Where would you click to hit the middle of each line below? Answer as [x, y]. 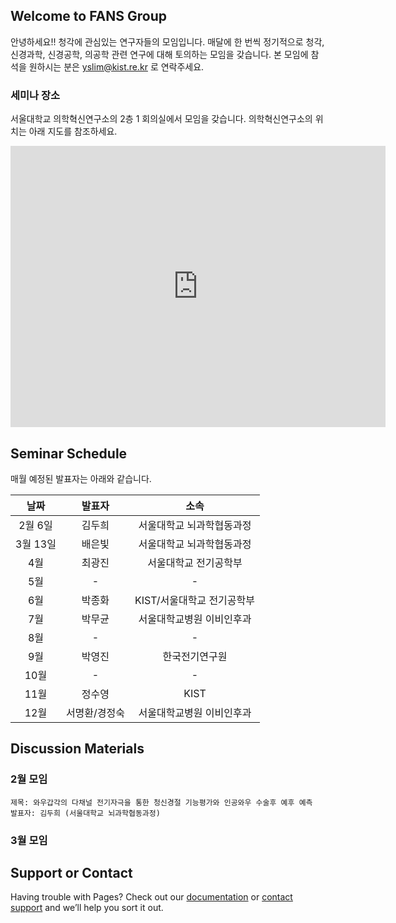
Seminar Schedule [69, 453]
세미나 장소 [35, 95]
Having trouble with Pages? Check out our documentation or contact [151, 897]
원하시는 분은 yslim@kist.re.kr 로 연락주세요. [116, 66]
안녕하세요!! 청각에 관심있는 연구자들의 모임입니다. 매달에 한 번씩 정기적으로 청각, [167, 41]
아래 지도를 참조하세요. [73, 131]
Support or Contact [71, 872]
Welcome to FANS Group [88, 16]
